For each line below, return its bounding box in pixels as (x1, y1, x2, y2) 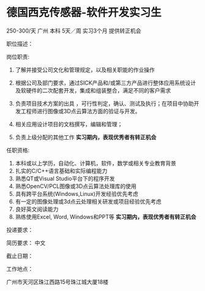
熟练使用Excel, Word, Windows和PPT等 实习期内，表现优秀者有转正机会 (15, 213, 196, 221)
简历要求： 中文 (6, 239, 46, 246)
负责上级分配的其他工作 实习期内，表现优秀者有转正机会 (15, 133, 157, 141)
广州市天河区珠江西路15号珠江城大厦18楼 (6, 278, 109, 285)
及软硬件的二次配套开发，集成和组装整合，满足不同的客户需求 (15, 86, 171, 94)
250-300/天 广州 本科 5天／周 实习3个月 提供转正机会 (6, 27, 141, 34)
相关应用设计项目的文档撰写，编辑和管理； (15, 120, 123, 127)
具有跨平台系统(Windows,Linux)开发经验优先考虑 (15, 190, 139, 197)
